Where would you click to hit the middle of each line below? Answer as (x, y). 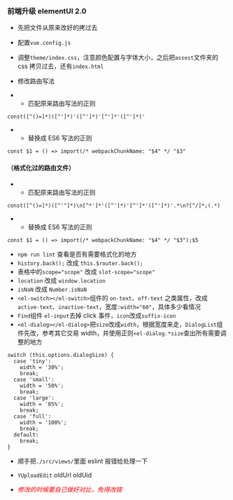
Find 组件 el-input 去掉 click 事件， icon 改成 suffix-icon (97, 315)
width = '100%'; (44, 422)
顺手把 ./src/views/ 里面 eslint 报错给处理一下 (83, 461)
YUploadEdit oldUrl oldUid (55, 475)
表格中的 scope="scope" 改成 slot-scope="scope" (86, 271)
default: (26, 435)
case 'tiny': (33, 361)
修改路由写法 (36, 81)
